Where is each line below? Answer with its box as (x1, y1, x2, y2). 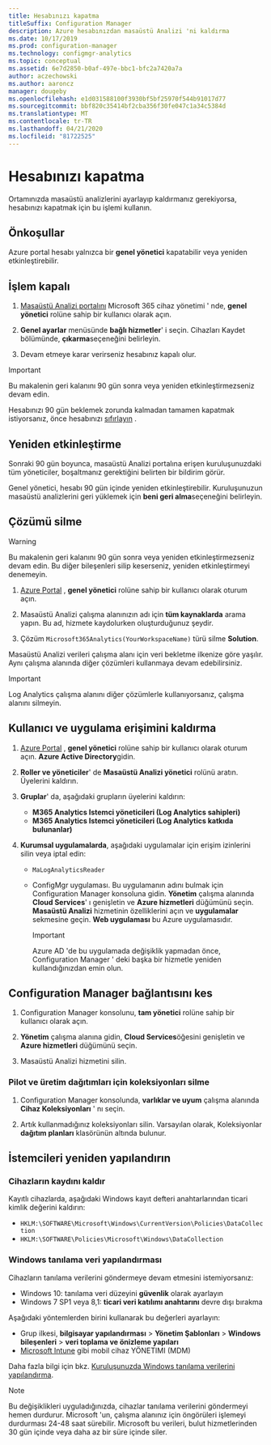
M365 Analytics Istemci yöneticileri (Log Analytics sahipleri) (32, 807, 241, 817)
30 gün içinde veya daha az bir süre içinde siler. (8, 1426, 167, 1437)
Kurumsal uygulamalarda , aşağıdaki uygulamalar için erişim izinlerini (19, 839, 251, 850)
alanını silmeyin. (8, 698, 62, 708)
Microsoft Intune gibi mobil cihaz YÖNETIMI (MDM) (19, 1345, 192, 1355)
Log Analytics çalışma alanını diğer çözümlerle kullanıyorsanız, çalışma (8, 689, 244, 699)
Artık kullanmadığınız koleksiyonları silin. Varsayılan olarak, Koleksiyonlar (19, 1119, 262, 1129)
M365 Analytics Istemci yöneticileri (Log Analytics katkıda (32, 815, 234, 826)
